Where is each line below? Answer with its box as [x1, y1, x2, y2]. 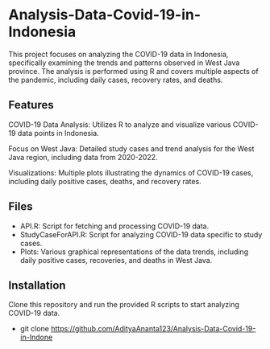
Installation [8, 278, 66, 292]
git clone [19, 324, 50, 334]
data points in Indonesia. [17, 128, 99, 138]
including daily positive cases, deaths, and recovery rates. [8, 176, 201, 186]
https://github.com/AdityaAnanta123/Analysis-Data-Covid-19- [51, 324, 256, 334]
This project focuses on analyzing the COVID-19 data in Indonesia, [8, 49, 229, 59]
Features [8, 98, 54, 112]
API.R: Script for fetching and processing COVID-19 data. [19, 221, 210, 231]
